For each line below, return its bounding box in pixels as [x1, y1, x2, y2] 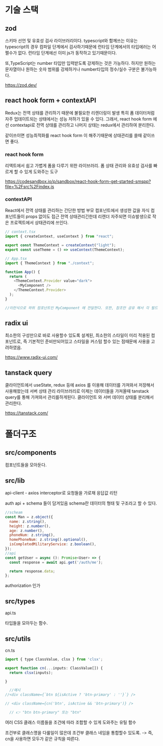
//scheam [5, 510, 23, 515]
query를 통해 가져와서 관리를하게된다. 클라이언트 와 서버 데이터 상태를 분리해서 [5, 394, 154, 400]
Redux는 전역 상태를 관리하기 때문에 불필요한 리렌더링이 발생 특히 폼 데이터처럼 [5, 110, 155, 116]
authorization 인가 [5, 583, 41, 589]
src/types [5, 597, 35, 605]
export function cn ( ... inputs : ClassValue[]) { [5, 666, 103, 670]
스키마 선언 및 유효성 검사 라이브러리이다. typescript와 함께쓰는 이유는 [5, 38, 138, 43]
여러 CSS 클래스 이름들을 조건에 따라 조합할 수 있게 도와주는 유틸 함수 [5, 719, 137, 725]
